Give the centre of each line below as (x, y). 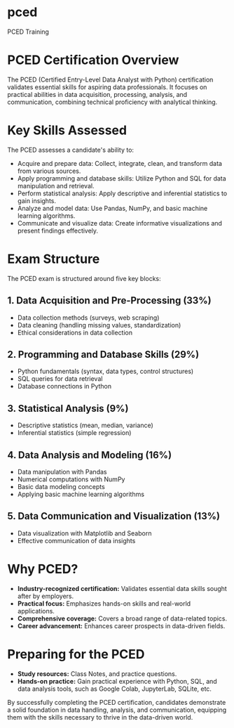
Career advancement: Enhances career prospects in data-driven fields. (121, 625)
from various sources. (49, 171)
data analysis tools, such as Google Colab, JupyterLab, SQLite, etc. (115, 689)
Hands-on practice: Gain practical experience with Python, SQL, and (117, 681)
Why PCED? (43, 569)
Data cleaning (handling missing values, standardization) (99, 325)
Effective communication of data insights (76, 540)
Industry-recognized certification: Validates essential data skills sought (122, 588)
